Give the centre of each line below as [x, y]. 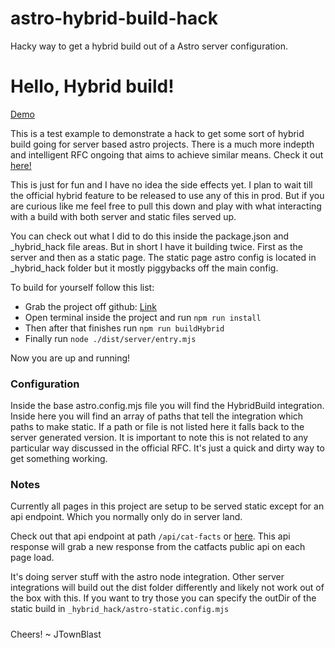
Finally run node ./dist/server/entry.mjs [110, 338]
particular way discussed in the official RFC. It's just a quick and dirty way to [167, 448]
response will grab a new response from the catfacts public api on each [158, 547]
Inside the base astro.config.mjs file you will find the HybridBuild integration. [167, 406]
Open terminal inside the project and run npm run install [143, 317]
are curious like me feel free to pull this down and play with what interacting [166, 206]
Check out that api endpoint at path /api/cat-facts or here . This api [150, 536]
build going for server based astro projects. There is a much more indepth [162, 144]
